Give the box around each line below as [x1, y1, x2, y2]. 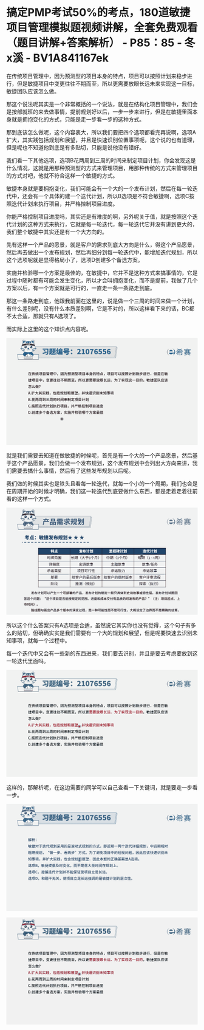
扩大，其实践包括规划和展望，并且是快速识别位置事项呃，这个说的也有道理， [6, 136, 198, 143]
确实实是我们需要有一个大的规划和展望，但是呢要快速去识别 [43, 629, 192, 636]
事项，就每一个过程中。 [11, 636, 70, 644]
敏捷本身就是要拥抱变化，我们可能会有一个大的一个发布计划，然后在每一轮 [6, 185, 192, 192]
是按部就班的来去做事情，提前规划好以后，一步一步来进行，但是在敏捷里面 [6, 108, 192, 115]
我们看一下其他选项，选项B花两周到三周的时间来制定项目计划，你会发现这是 [6, 156, 196, 164]
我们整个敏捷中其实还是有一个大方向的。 [6, 228, 107, 235]
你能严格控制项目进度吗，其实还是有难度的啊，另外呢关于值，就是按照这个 [6, 213, 192, 220]
